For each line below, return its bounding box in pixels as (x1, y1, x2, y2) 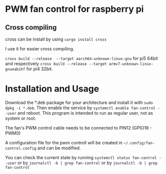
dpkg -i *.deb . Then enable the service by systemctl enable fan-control (5, 105, 156, 111)
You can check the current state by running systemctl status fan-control (5, 154, 157, 160)
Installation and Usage (5, 83, 99, 94)
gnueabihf (5, 67, 26, 72)
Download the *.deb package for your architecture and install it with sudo (5, 99, 153, 105)
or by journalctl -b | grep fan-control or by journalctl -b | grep (17, 160, 158, 166)
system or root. (5, 115, 36, 121)
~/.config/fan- (123, 140, 155, 145)
